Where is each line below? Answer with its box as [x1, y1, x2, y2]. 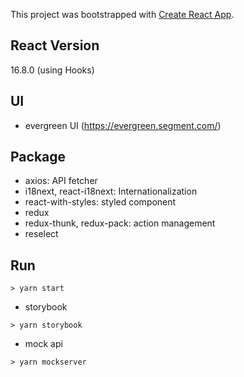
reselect [24, 228, 59, 240]
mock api [24, 338, 63, 350]
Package [10, 149, 67, 166]
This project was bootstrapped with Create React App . [10, 9, 235, 20]
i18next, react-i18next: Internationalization [24, 185, 198, 198]
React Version [10, 37, 100, 54]
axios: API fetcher [24, 175, 98, 187]
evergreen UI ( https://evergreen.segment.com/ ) [24, 119, 222, 131]
